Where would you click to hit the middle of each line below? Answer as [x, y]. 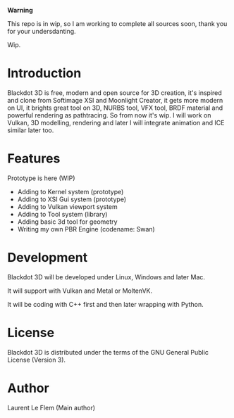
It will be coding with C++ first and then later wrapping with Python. [106, 304]
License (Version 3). [36, 360]
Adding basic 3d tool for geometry [67, 222]
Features [34, 159]
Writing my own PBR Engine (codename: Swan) [86, 229]
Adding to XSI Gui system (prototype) [72, 199]
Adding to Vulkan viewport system [67, 206]
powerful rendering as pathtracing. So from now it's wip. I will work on [109, 115]
